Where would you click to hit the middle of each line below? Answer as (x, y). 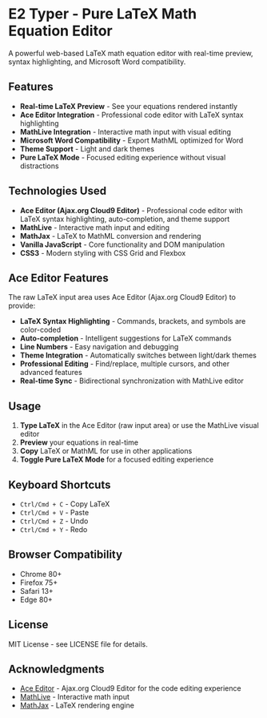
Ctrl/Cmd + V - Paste (54, 512)
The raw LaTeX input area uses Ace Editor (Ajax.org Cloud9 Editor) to (122, 297)
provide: (22, 306)
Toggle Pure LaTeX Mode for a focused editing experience (117, 460)
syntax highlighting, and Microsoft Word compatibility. (97, 62)
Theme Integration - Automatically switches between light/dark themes (138, 355)
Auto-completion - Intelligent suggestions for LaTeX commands (126, 338)
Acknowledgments (57, 670)
